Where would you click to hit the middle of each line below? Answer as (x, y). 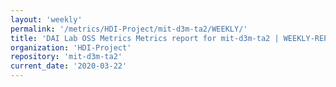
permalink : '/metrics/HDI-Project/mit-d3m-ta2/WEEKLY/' (129, 29)
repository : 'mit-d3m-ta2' (66, 57)
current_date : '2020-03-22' (69, 66)
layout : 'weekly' (46, 19)
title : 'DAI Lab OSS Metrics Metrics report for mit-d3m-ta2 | (145, 38)
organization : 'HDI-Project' (71, 47)
